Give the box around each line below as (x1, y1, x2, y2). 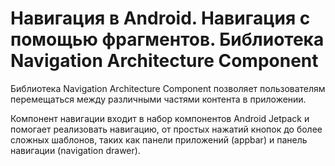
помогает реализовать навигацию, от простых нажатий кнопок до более (10, 123, 323, 135)
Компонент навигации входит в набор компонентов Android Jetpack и (10, 112, 310, 124)
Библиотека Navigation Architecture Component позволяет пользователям (10, 82, 326, 94)
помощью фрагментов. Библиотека (10, 28, 325, 51)
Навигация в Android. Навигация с (10, 7, 311, 30)
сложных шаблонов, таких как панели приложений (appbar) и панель (10, 133, 308, 146)
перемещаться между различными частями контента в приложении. (10, 93, 307, 105)
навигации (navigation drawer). (10, 144, 141, 156)
